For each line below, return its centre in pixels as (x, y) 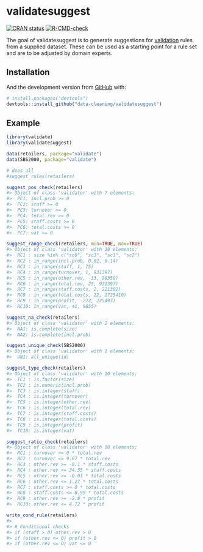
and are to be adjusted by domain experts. (59, 53)
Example (23, 123)
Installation (28, 73)
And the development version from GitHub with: (66, 87)
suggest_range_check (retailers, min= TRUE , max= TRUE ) (75, 244)
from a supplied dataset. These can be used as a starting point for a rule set (101, 47)
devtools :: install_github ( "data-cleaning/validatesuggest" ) (84, 104)
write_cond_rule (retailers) (42, 515)
